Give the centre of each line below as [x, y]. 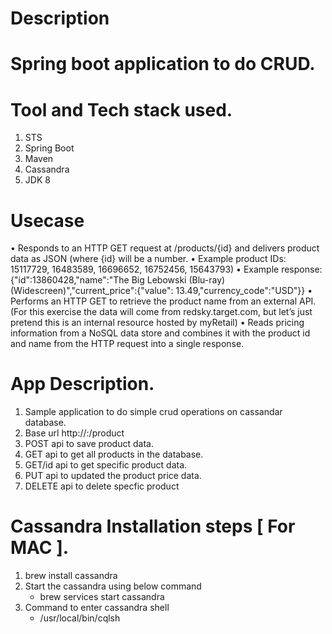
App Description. [82, 384]
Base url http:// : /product [74, 433]
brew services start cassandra [102, 597]
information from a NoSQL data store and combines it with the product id [160, 333]
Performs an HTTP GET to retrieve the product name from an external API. [163, 301]
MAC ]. [40, 548]
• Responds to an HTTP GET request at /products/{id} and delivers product [165, 248]
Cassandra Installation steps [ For [153, 526]
